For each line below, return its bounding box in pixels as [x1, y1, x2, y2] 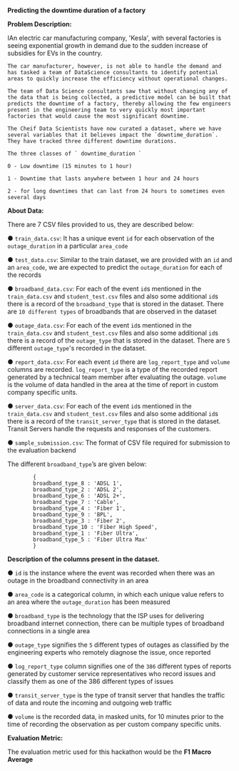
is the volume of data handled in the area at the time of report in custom [7, 381, 219, 388]
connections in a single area [7, 627, 91, 635]
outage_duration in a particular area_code [7, 242, 128, 250]
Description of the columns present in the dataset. [7, 555, 160, 563]
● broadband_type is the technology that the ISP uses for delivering [7, 612, 205, 620]
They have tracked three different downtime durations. [7, 138, 177, 145]
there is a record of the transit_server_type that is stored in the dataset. [7, 417, 221, 425]
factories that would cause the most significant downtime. [7, 113, 190, 120]
